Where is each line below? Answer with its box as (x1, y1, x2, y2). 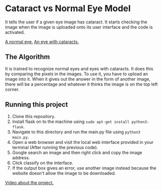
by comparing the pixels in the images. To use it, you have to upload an (5, 71, 148, 77)
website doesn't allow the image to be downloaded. (12, 170, 116, 176)
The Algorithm (5, 53, 50, 61)
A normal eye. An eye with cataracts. (5, 38, 79, 44)
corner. (5, 86, 20, 92)
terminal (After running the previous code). (12, 144, 99, 150)
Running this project (5, 101, 68, 109)
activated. (5, 29, 25, 35)
